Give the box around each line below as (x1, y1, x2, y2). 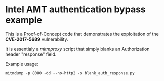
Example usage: (5, 61, 39, 67)
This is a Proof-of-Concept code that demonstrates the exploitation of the (5, 31, 159, 37)
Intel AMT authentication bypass (5, 4, 146, 15)
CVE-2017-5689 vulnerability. (5, 36, 68, 42)
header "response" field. (5, 51, 57, 57)
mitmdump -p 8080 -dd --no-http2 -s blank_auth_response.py (5, 70, 135, 76)
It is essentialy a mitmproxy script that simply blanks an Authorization (5, 46, 150, 52)
